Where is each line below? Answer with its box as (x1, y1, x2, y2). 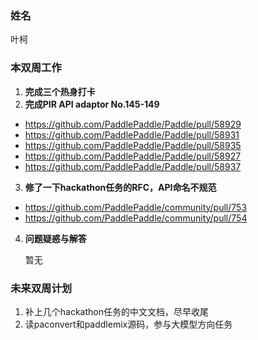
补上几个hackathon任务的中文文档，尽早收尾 (24, 305, 210, 317)
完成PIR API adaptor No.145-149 (24, 98, 160, 110)
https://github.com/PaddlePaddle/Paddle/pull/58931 (24, 128, 240, 141)
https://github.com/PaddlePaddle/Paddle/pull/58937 (24, 160, 242, 172)
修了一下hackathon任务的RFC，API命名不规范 (24, 181, 217, 193)
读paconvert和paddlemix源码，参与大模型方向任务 (24, 318, 233, 330)
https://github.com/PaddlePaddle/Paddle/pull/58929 (24, 118, 242, 130)
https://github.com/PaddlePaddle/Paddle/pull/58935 (24, 139, 242, 151)
